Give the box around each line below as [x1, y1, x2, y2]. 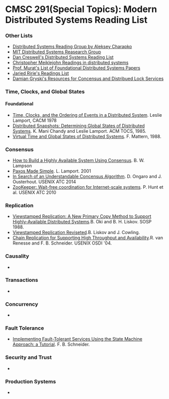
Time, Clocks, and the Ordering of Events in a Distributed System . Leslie [12, 112, 162, 118]
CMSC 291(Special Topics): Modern [5, 4, 157, 15]
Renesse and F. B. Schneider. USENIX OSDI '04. [12, 240, 112, 246]
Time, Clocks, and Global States [5, 88, 85, 95]
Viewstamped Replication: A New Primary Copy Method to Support [12, 213, 152, 219]
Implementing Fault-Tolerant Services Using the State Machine [12, 336, 142, 342]
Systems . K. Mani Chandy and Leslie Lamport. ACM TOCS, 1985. [12, 128, 147, 134]
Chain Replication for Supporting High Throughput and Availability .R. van [12, 235, 163, 241]
